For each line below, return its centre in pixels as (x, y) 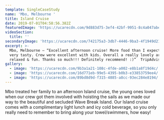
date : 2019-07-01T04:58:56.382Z (38, 23)
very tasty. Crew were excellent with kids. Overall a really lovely (82, 55)
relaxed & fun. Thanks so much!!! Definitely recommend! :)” (73, 60)
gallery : (14, 64)
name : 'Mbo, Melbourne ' (30, 14)
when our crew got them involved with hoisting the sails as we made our (78, 97)
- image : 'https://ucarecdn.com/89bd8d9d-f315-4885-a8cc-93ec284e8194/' (85, 78)
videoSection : (20, 32)
